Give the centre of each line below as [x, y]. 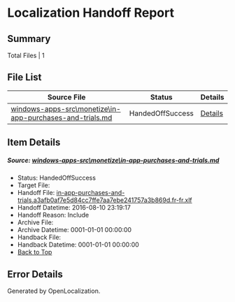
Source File [66, 97]
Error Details [35, 274]
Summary [29, 39]
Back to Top [35, 252]
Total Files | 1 [26, 55]
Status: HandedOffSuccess [57, 178]
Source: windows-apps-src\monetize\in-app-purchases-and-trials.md [113, 160]
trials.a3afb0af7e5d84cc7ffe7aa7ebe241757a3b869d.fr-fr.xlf [105, 200]
